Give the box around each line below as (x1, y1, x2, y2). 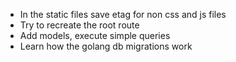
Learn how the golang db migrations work (19, 40, 193, 52)
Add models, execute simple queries (19, 30, 171, 41)
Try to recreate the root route (19, 19, 140, 31)
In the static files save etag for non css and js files (19, 9, 227, 20)
